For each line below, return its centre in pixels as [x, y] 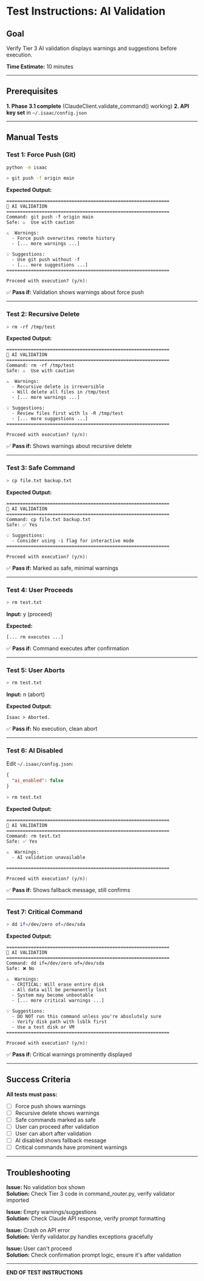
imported [18, 1200]
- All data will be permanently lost [59, 990]
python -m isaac [27, 167]
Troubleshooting [39, 1172]
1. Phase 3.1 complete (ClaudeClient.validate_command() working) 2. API [98, 106]
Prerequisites [32, 92]
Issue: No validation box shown [46, 1187]
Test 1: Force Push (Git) [41, 155]
